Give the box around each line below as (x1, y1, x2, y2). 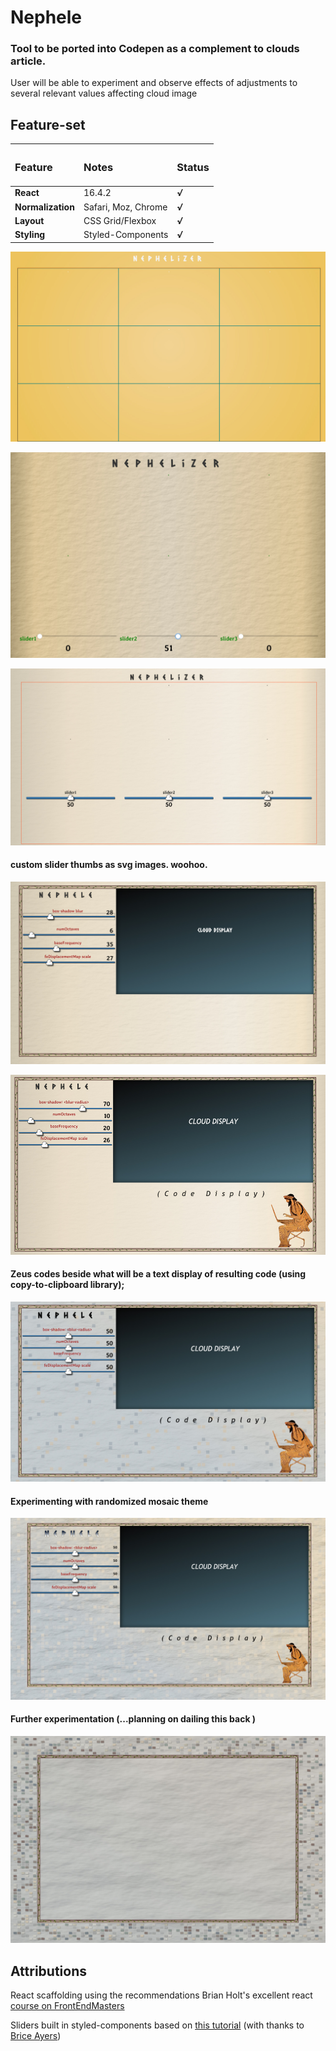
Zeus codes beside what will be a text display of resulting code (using (10, 1268, 307, 1280)
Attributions (10, 1962, 88, 1980)
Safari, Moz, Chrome (83, 201, 168, 213)
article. (10, 54, 47, 68)
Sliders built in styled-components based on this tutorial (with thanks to (10, 2019, 305, 2031)
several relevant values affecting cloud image (10, 87, 198, 100)
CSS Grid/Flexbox (83, 214, 157, 226)
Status (176, 160, 210, 174)
